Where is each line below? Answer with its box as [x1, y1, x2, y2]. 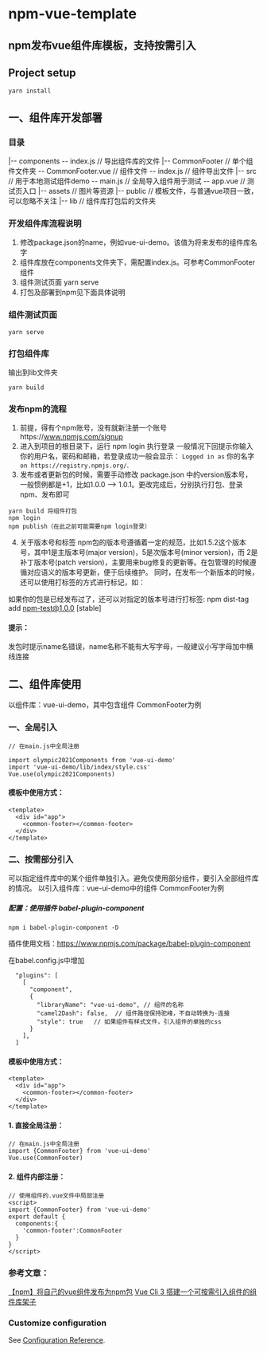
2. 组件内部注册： [8, 1172, 66, 1182]
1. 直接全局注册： [8, 1120, 64, 1130]
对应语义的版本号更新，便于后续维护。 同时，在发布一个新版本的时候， [26, 568, 259, 577]
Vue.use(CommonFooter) [8, 1154, 83, 1162]
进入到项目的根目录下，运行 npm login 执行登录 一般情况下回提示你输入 [19, 442, 253, 451]
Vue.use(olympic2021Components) [8, 770, 115, 778]
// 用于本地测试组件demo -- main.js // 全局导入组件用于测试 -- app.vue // [8, 176, 246, 186]
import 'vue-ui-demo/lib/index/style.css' [8, 763, 151, 771]
